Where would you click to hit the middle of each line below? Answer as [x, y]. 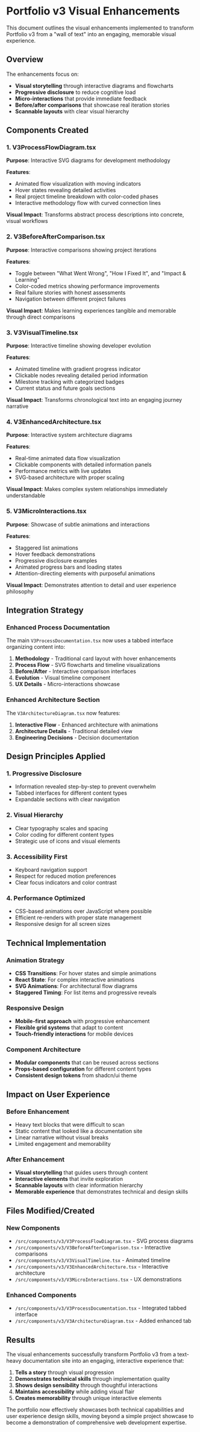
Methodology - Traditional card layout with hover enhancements [95, 658]
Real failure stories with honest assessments [70, 292]
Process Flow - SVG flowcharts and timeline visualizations [88, 665]
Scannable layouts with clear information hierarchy [79, 1186]
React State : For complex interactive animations [75, 980]
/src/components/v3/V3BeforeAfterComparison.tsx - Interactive [93, 1248]
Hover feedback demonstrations [55, 554]
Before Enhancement [38, 1112]
